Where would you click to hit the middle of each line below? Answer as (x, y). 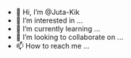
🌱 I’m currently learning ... (58, 29)
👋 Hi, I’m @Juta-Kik (48, 12)
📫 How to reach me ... (52, 46)
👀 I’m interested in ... (49, 20)
